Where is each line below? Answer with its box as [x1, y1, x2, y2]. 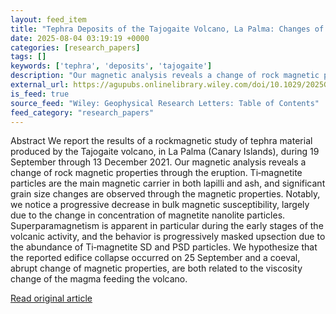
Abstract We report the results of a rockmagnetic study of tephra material [10, 135, 313, 147]
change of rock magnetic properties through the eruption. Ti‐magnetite [10, 167, 303, 179]
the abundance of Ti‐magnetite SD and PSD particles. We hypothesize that [10, 241, 318, 253]
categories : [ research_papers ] [10, 42, 141, 53]
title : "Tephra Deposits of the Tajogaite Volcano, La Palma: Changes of [10, 24, 325, 34]
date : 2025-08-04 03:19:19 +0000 [10, 33, 150, 43]
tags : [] [10, 52, 47, 62]
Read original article [10, 292, 93, 305]
